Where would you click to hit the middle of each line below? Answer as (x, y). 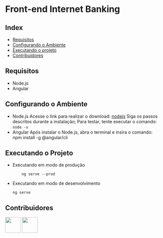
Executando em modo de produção (49, 165)
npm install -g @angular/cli (40, 137)
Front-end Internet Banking (63, 9)
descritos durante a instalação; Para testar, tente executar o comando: (84, 121)
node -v (20, 127)
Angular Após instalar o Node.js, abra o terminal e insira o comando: (82, 132)
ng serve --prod (38, 174)
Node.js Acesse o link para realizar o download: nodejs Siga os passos (85, 116)
